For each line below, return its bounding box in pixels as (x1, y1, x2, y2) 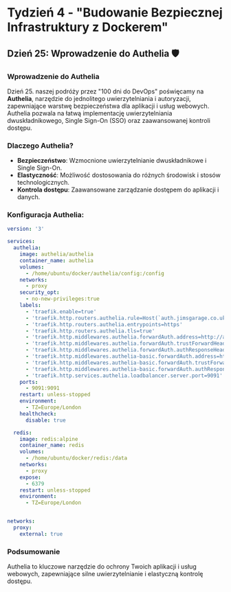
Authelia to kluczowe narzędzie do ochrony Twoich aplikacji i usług (7, 562, 197, 571)
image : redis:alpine (19, 435, 78, 442)
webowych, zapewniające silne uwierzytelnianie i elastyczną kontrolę (7, 570, 203, 578)
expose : (19, 474, 41, 481)
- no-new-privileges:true (25, 295, 100, 303)
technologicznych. (16, 179, 70, 187)
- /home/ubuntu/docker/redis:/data (25, 455, 128, 462)
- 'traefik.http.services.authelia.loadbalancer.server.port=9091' (25, 372, 223, 379)
